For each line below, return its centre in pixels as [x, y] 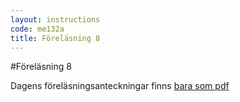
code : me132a [37, 29]
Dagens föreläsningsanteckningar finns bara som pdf [120, 86]
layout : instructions [55, 19]
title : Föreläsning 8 [55, 38]
